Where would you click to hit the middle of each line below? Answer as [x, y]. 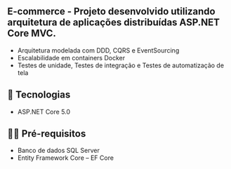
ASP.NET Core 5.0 [44, 111]
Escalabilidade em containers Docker [71, 58]
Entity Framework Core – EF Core [66, 158]
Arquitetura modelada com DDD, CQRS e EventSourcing [98, 50]
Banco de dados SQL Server [59, 151]
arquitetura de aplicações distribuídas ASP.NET [113, 23]
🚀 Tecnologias [39, 95]
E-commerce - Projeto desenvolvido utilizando [111, 12]
